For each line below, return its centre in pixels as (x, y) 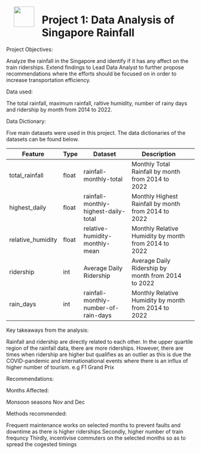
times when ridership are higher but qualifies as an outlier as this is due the (99, 354)
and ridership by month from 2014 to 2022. (59, 110)
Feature (33, 154)
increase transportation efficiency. (48, 80)
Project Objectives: (30, 49)
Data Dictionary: (26, 121)
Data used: (19, 92)
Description (159, 154)
